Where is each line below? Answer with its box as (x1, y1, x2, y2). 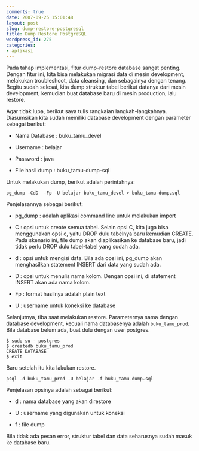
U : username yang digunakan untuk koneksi (14, 409, 125, 416)
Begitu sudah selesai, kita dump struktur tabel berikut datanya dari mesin (6, 83, 186, 90)
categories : (6, 43, 36, 49)
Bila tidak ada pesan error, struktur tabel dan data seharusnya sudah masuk (6, 432, 192, 440)
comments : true (6, 8, 44, 15)
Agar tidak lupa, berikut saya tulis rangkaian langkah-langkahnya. (6, 107, 167, 114)
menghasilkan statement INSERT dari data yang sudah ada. (14, 261, 161, 268)
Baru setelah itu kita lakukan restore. (6, 364, 96, 371)
